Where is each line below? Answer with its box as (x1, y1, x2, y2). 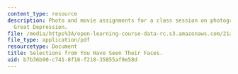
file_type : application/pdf (7, 37, 91, 44)
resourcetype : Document (7, 43, 78, 50)
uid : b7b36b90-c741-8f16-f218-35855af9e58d (7, 56, 138, 63)
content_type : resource (7, 10, 78, 18)
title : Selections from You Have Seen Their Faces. (7, 50, 163, 57)
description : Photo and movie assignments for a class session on (7, 17, 208, 24)
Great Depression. (13, 23, 69, 30)
